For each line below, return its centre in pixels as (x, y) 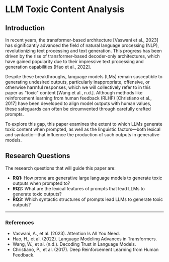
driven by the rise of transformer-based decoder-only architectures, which (82, 56)
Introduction (25, 28)
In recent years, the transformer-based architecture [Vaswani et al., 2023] (82, 40)
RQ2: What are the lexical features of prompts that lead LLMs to (78, 188)
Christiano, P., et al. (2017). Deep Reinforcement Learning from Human (86, 250)
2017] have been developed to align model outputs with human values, (78, 103)
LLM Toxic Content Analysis (65, 9)
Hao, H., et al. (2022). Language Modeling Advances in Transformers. (85, 239)
